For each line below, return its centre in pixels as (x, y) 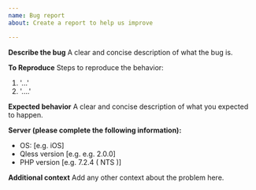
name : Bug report (37, 15)
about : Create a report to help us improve (81, 23)
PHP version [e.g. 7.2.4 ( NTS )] (70, 162)
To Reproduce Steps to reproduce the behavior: (86, 67)
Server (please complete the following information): (95, 130)
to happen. (26, 114)
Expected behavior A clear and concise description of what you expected (128, 106)
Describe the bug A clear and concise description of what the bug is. (121, 52)
